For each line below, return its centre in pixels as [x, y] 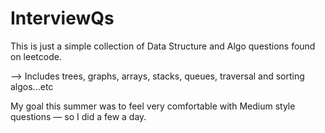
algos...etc [32, 86]
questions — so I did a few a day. [78, 116]
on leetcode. [36, 56]
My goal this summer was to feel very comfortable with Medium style [153, 106]
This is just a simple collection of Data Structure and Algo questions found [163, 46]
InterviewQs [62, 18]
